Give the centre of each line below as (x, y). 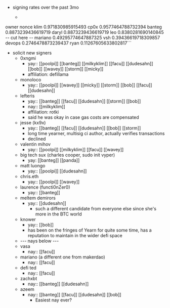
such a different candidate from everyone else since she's (96, 209)
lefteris (27, 96)
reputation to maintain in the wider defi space (75, 235)
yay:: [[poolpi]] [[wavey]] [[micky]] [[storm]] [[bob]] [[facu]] (90, 85)
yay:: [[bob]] (41, 225)
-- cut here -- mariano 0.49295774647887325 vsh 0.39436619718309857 (83, 38)
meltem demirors (38, 198)
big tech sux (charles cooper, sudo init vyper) (68, 155)
